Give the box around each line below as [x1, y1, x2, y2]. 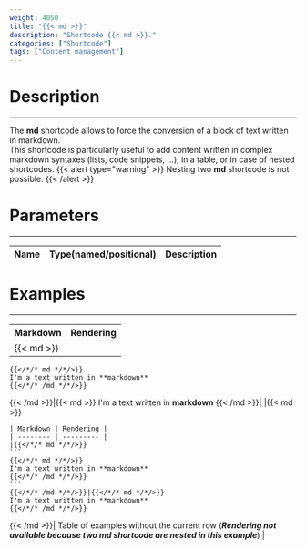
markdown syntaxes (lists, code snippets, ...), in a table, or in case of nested [9, 154, 295, 165]
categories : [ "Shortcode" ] [9, 38, 112, 48]
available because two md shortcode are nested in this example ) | [9, 529, 266, 540]
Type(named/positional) [48, 248, 157, 260]
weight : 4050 [9, 13, 59, 23]
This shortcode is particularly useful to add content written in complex [9, 145, 273, 156]
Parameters [9, 206, 100, 226]
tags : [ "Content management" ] [9, 47, 125, 56]
